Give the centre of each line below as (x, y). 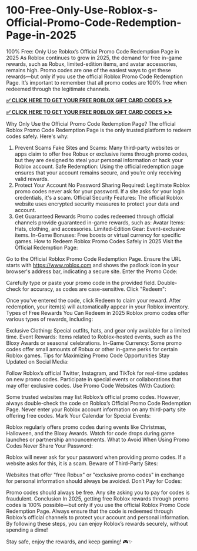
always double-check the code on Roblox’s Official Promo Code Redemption (98, 403)
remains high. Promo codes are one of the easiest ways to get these (89, 70)
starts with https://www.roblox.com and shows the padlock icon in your (93, 265)
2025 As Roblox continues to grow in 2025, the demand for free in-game (94, 58)
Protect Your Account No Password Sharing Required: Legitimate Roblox (102, 185)
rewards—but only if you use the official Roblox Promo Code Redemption (95, 76)
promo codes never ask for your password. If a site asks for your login (100, 191)
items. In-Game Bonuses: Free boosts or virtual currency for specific (98, 235)
